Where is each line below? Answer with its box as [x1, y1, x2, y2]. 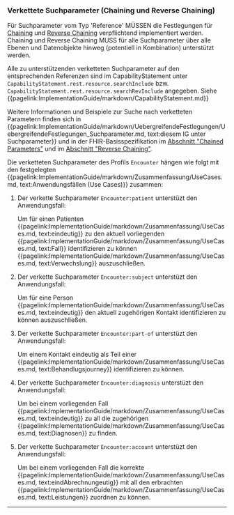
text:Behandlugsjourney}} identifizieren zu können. [38, 365, 185, 374]
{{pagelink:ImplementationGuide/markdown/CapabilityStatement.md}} [7, 94, 209, 102]
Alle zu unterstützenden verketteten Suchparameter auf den [7, 65, 180, 73]
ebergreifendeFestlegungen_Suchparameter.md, [7, 130, 146, 138]
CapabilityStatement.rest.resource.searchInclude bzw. [7, 79, 169, 88]
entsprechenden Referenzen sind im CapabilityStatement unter [7, 72, 188, 80]
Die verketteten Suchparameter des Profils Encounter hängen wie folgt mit [7, 158, 219, 167]
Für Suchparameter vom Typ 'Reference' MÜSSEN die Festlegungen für [7, 22, 213, 30]
